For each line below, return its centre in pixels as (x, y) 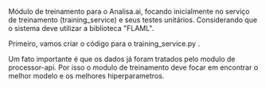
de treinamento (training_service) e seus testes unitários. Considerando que (133, 20)
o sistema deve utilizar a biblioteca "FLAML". (81, 28)
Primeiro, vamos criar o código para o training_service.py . (104, 44)
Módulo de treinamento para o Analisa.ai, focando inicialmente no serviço (129, 11)
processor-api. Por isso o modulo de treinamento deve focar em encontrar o (133, 67)
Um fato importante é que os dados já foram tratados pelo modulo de (122, 59)
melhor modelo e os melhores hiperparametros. (86, 76)
